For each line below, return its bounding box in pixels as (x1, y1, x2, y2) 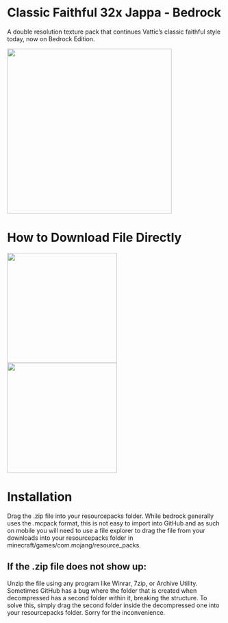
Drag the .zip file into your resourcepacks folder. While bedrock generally (7, 512, 214, 520)
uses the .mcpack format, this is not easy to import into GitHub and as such (7, 519, 220, 527)
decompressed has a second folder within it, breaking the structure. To (7, 593, 207, 602)
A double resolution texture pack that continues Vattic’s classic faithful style (7, 27, 221, 36)
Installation (7, 489, 73, 505)
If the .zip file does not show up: (7, 561, 147, 573)
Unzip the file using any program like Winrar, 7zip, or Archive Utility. (7, 579, 198, 587)
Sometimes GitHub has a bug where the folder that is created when (7, 586, 197, 595)
